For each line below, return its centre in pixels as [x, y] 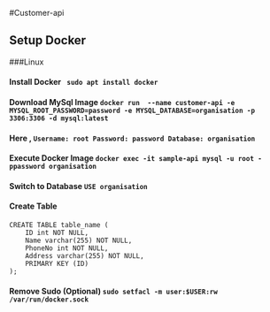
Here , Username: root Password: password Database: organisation [132, 138]
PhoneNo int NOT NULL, [67, 248]
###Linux [27, 62]
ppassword [27, 167]
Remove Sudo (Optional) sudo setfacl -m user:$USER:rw [114, 291]
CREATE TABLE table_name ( [59, 224]
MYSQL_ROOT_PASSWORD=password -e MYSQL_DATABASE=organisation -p [132, 110]
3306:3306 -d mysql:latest [59, 118]
